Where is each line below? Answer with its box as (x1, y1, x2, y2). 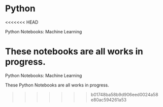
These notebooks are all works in (5, 46, 143, 57)
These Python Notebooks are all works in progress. (5, 82, 109, 88)
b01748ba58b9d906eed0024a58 (91, 91, 159, 97)
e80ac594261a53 (91, 97, 127, 103)
